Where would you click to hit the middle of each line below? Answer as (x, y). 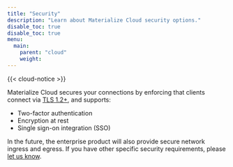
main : (22, 46)
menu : (15, 40)
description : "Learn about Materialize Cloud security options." (104, 20)
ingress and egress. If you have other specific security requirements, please (116, 149)
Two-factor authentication (55, 113)
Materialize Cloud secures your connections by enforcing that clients (106, 92)
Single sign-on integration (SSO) (64, 128)
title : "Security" (34, 14)
